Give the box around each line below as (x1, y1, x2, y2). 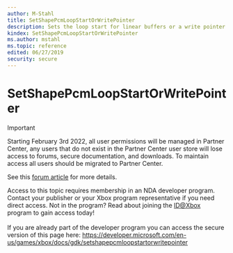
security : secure (7, 56, 58, 63)
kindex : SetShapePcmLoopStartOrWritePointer (7, 29, 138, 37)
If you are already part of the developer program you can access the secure (7, 223, 225, 231)
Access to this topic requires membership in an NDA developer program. (7, 186, 216, 194)
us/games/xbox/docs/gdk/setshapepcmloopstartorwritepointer (7, 238, 188, 246)
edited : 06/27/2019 (7, 49, 64, 56)
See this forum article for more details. (7, 172, 118, 181)
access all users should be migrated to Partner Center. (7, 159, 163, 167)
